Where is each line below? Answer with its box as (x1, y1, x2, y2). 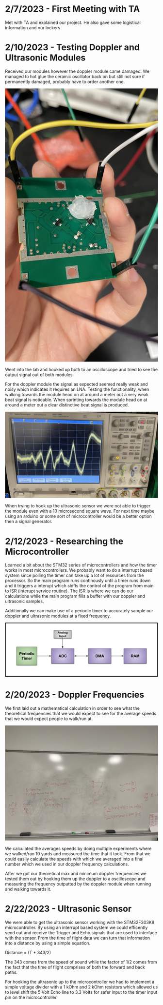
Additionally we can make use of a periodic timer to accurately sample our (5, 608, 154, 614)
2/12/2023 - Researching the (5, 536, 124, 547)
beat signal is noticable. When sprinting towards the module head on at (5, 397, 147, 402)
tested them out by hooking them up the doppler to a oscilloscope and (5, 876, 146, 882)
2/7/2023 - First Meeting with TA (5, 3, 140, 15)
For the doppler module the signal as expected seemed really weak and (5, 381, 148, 387)
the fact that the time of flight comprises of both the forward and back (5, 964, 146, 970)
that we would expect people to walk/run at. (5, 716, 93, 722)
